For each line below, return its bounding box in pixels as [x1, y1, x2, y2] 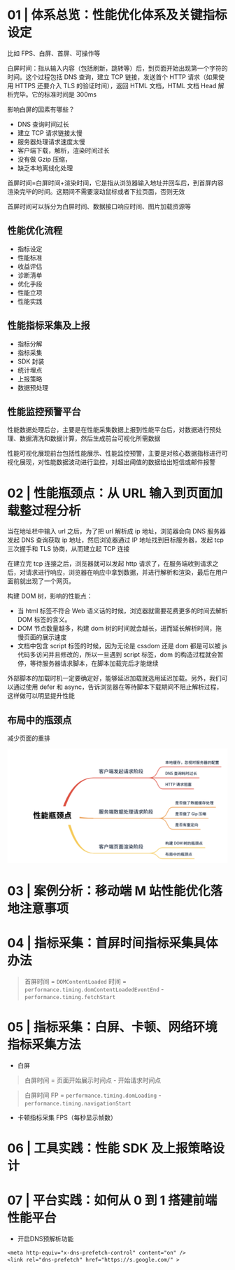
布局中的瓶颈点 [7, 714, 72, 726]
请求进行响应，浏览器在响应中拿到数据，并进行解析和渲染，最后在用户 [25, 568, 228, 577]
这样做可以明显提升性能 [7, 692, 75, 700]
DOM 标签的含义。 [17, 615, 71, 624]
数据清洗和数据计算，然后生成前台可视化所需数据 [19, 434, 161, 442]
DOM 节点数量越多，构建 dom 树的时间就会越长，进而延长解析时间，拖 [17, 624, 222, 633]
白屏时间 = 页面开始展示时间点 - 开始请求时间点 [24, 1076, 162, 1084]
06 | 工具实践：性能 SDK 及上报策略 [7, 1140, 213, 1157]
